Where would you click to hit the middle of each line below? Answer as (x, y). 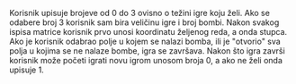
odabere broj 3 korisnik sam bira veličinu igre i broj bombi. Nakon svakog (144, 22)
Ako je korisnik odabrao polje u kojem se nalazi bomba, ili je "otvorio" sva (145, 41)
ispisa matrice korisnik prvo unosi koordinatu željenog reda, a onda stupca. (148, 32)
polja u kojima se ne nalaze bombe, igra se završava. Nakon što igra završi (147, 51)
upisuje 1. (27, 70)
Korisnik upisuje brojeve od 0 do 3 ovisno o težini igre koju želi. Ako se (139, 13)
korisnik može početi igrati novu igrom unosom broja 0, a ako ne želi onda (146, 60)
